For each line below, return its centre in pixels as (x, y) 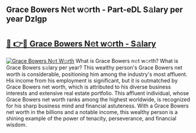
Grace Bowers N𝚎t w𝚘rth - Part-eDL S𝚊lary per (94, 10)
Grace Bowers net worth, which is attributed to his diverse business (89, 87)
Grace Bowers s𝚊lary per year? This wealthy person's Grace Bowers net (94, 67)
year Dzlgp (27, 19)
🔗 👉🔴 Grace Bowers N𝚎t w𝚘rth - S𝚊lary (81, 44)
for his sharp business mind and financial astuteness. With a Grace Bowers (97, 106)
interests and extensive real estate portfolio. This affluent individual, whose (98, 93)
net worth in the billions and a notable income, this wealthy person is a (92, 112)
